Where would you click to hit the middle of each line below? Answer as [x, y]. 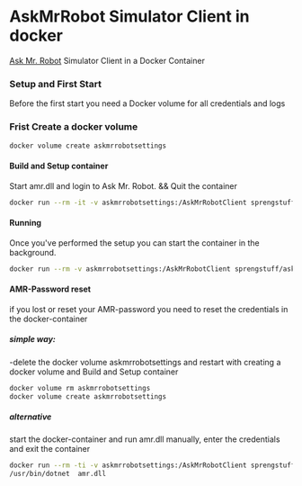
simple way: [33, 339]
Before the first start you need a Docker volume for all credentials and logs [147, 103]
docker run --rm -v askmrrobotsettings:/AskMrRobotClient [120, 269]
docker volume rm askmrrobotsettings [80, 388]
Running [26, 223]
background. [33, 252]
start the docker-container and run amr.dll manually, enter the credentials [145, 439]
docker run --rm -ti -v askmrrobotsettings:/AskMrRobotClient [128, 465]
